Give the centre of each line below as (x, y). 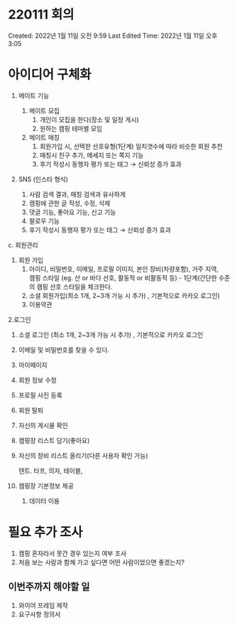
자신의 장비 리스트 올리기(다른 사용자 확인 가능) (83, 455)
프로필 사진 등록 (40, 395)
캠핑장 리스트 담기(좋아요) (54, 440)
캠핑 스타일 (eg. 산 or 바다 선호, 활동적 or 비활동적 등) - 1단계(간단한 (123, 277)
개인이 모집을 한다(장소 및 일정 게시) (89, 119)
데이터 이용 (44, 501)
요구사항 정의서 (39, 614)
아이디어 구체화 (50, 75)
